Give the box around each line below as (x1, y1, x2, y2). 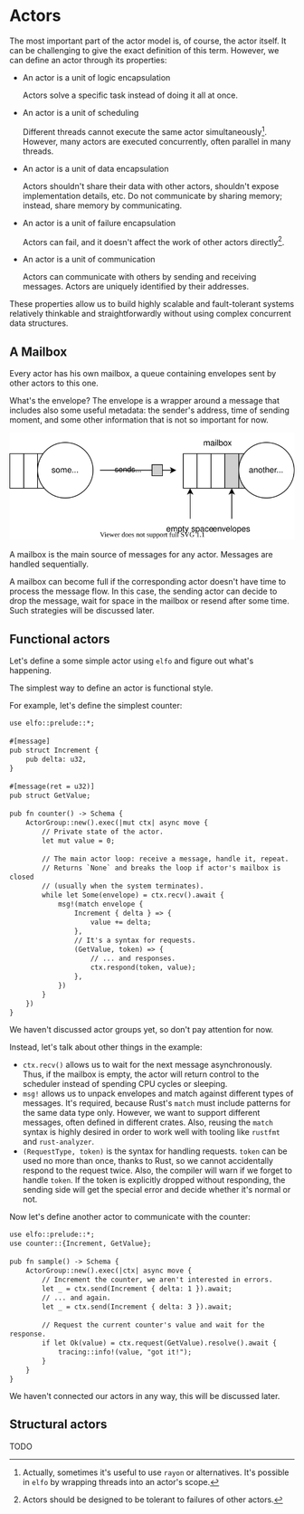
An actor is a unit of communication (22, 254, 156, 265)
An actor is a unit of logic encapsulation (22, 71, 171, 82)
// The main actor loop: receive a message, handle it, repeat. (42, 854, 290, 863)
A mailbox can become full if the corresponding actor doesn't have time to (9, 576, 287, 587)
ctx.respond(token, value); (90, 963, 196, 972)
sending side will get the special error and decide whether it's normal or (22, 1184, 291, 1195)
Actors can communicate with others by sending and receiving (22, 271, 257, 282)
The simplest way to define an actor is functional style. (9, 682, 214, 693)
